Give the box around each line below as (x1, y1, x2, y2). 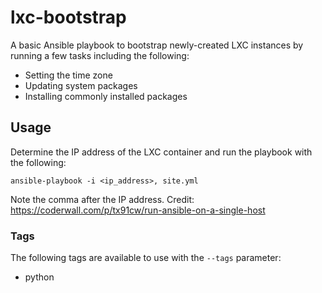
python (24, 271, 55, 283)
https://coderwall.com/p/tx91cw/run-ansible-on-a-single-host (10, 204, 266, 216)
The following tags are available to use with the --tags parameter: (10, 252, 282, 264)
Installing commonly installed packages (24, 90, 188, 102)
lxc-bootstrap (10, 6, 127, 29)
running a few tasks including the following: (10, 49, 190, 61)
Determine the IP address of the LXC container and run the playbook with (10, 146, 313, 158)
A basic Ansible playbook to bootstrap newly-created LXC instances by (10, 39, 304, 51)
